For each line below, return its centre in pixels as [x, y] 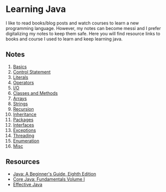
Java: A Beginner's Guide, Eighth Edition [54, 174]
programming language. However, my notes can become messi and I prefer [83, 28]
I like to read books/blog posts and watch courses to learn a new [72, 23]
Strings [20, 104]
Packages [23, 119]
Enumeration [26, 141]
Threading [23, 135]
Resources [23, 162]
